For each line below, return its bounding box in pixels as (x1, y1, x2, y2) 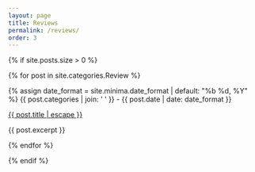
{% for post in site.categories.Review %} (8, 71, 141, 80)
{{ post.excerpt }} (8, 125, 66, 135)
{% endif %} (8, 156, 49, 166)
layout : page (8, 11, 51, 20)
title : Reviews (8, 19, 59, 27)
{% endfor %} (8, 140, 54, 151)
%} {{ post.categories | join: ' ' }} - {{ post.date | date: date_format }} (8, 94, 232, 104)
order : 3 (8, 33, 37, 42)
